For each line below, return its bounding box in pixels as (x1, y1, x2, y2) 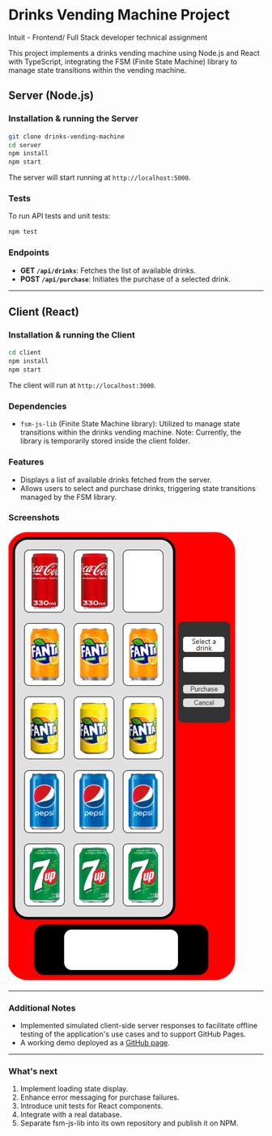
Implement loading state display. (19, 1084, 129, 1094)
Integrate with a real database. (19, 1110, 122, 1120)
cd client (8, 349, 42, 357)
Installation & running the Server (8, 113, 139, 125)
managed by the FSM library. (19, 492, 117, 502)
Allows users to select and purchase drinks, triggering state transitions (19, 483, 257, 493)
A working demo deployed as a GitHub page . (19, 1038, 170, 1048)
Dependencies (8, 401, 67, 412)
